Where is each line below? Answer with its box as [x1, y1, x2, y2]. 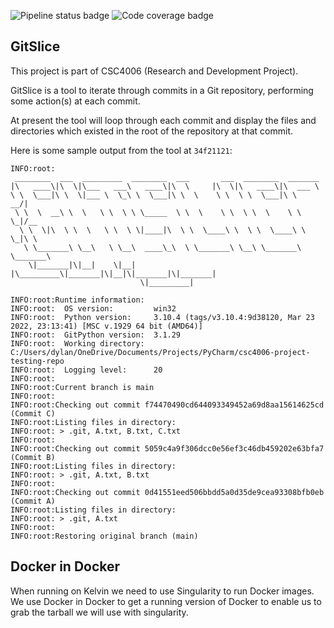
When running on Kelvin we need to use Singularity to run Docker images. [10, 585, 315, 597]
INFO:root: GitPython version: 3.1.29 [10, 330, 182, 340]
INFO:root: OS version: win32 [10, 303, 177, 314]
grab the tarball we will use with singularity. [10, 606, 189, 618]
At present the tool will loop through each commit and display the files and [10, 114, 317, 126]
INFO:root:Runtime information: [10, 295, 145, 305]
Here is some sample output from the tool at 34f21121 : [10, 144, 233, 156]
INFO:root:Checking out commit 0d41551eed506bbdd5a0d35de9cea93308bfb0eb [10, 487, 325, 497]
